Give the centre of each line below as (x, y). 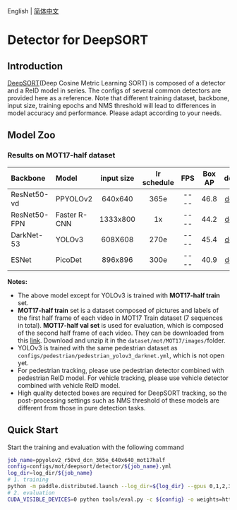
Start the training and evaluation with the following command (96, 447)
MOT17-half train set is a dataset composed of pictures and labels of (118, 310)
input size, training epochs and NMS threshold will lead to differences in (112, 106)
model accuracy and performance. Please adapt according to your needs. (115, 113)
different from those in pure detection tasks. (81, 408)
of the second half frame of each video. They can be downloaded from (121, 333)
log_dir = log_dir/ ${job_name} (50, 473)
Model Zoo (31, 135)
